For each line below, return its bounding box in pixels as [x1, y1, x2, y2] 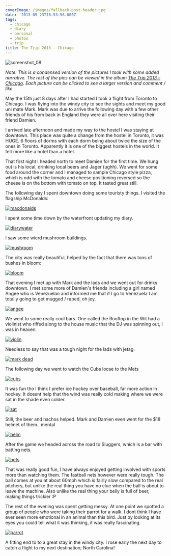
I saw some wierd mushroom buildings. [5, 235, 88, 241]
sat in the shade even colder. [5, 396, 66, 402]
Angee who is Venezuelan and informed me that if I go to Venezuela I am [5, 290, 158, 296]
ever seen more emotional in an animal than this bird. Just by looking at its [5, 514, 161, 520]
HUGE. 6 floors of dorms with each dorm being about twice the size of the [5, 137, 161, 144]
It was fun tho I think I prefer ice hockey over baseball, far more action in [5, 385, 158, 392]
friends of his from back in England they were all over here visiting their [5, 112, 155, 118]
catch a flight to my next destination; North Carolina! [5, 544, 115, 550]
